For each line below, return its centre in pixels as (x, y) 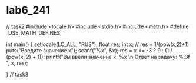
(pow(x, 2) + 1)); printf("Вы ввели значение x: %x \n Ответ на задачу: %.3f (98, 57)
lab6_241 (28, 10)
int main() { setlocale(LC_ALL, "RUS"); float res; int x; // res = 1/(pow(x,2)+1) (98, 44)
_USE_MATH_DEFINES (33, 32)
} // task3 (17, 74)
